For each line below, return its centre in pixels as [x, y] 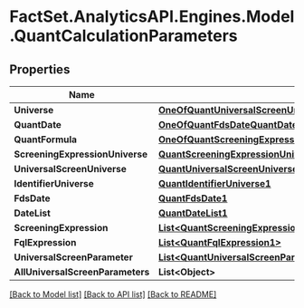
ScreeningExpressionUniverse [81, 154]
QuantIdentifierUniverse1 [214, 183]
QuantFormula [46, 140]
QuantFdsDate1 [193, 198]
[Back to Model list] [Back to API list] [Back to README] [113, 294]
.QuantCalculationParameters [123, 36]
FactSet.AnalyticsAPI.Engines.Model [152, 17]
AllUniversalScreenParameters [82, 272]
